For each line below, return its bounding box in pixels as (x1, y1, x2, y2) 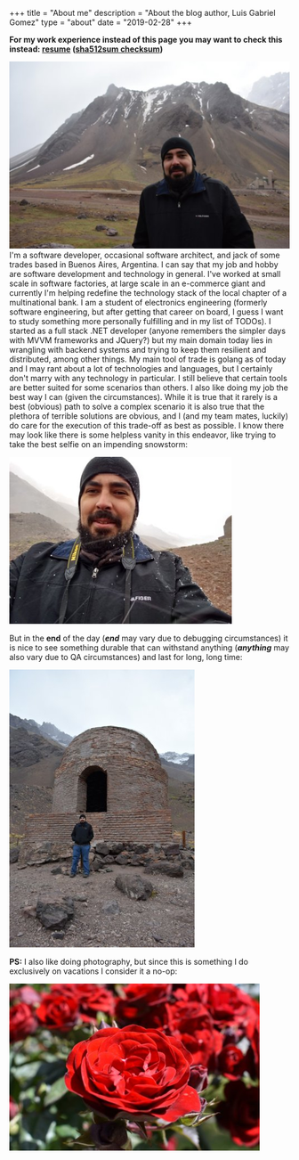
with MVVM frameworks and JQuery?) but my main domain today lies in (9, 335, 273, 346)
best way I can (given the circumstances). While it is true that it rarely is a (9, 392, 279, 402)
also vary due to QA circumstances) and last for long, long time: (9, 652, 243, 662)
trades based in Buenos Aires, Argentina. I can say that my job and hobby (9, 259, 279, 270)
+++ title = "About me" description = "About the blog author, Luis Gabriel (9, 8, 276, 18)
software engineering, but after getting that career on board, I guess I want (9, 306, 284, 317)
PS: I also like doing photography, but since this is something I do (9, 957, 249, 967)
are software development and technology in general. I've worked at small (9, 269, 281, 279)
